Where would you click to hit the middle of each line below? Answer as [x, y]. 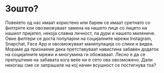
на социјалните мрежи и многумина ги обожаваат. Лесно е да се [75, 54]
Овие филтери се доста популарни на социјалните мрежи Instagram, [79, 38]
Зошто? [22, 9]
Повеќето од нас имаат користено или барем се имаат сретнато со [78, 22]
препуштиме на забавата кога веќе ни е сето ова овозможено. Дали [79, 59]
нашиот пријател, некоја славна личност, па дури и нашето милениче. [80, 33]
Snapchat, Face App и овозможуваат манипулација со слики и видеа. [79, 43]
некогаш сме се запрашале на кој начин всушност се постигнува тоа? [81, 65]
